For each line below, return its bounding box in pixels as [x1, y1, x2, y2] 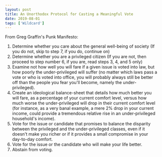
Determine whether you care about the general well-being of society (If [12, 43, 155, 49]
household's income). [12, 116, 56, 122]
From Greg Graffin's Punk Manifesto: [5, 34, 79, 40]
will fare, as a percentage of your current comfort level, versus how [12, 95, 147, 101]
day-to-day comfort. [12, 137, 53, 142]
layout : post [5, 7, 32, 12]
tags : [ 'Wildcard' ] [5, 20, 45, 26]
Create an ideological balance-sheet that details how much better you [12, 90, 152, 96]
